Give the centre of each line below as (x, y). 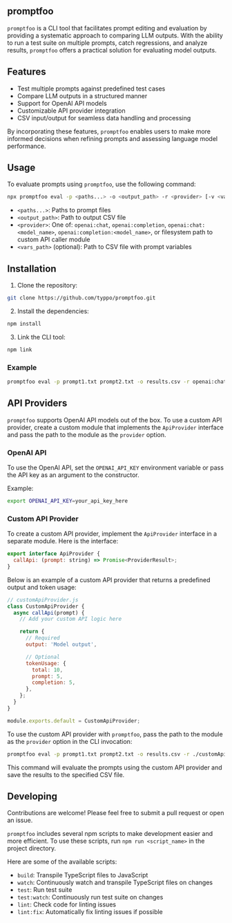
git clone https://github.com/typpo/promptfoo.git (81, 298)
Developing (32, 796)
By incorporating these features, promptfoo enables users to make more (109, 131)
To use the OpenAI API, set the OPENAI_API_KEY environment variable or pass (116, 468)
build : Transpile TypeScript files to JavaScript (83, 875)
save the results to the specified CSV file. (66, 774)
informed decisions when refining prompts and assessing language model (113, 138)
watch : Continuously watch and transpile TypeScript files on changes (115, 883)
